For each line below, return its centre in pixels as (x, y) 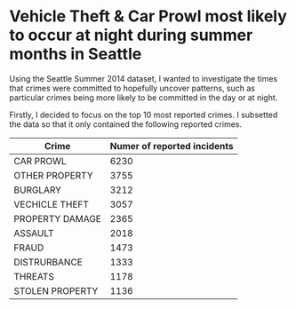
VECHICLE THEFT (51, 204)
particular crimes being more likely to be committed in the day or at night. (144, 97)
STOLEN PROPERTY (56, 290)
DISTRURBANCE (48, 262)
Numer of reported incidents (172, 146)
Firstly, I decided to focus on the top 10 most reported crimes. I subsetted (144, 115)
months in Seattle (76, 54)
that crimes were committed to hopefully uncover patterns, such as (132, 88)
